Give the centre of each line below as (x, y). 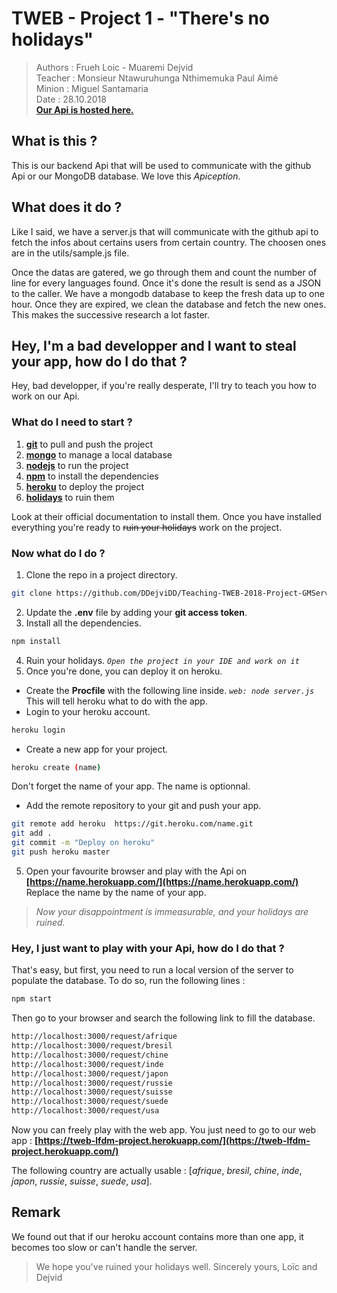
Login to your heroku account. (88, 711)
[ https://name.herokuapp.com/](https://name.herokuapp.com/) (162, 881)
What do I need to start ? (72, 422)
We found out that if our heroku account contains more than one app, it (157, 1236)
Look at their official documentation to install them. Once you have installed (166, 516)
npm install (36, 641)
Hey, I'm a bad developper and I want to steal (154, 345)
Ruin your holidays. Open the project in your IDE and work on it (162, 660)
